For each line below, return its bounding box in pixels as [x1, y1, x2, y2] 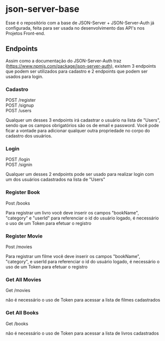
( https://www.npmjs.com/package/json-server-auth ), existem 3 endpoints [5, 63, 156, 69]
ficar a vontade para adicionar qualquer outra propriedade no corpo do [5, 128, 150, 134]
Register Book [5, 189, 40, 196]
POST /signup [5, 102, 34, 108]
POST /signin [5, 162, 33, 168]
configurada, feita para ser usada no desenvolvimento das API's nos [5, 25, 145, 31]
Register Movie [5, 232, 43, 239]
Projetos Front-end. [5, 30, 45, 36]
